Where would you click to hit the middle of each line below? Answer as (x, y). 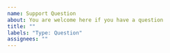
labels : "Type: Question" (45, 33)
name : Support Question (42, 13)
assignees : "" (28, 39)
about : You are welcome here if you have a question (85, 20)
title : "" (22, 26)
